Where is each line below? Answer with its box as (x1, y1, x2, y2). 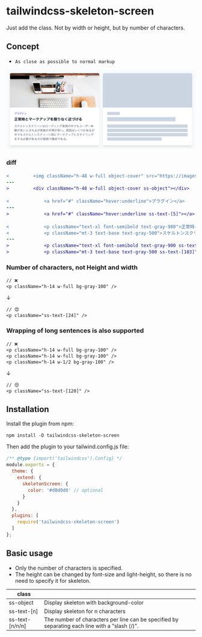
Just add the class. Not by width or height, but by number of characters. (6, 24, 185, 31)
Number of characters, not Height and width (6, 263, 138, 271)
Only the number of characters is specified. (14, 564, 123, 571)
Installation (6, 404, 49, 414)
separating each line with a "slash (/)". (44, 622, 139, 629)
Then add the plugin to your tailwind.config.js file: (6, 443, 129, 451)
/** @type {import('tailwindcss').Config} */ (6, 455, 122, 461)
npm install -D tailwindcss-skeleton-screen (6, 432, 120, 439)
